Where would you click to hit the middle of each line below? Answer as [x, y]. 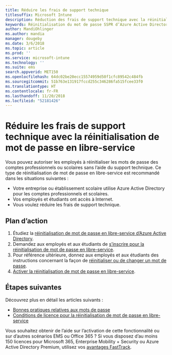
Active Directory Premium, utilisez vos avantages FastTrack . [69, 347]
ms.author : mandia [25, 34]
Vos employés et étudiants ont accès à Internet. [63, 199]
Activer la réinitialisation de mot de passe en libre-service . [74, 271]
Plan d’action [26, 221]
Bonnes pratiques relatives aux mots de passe [61, 310]
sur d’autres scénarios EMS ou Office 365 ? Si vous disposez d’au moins [81, 336]
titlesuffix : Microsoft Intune [39, 15]
